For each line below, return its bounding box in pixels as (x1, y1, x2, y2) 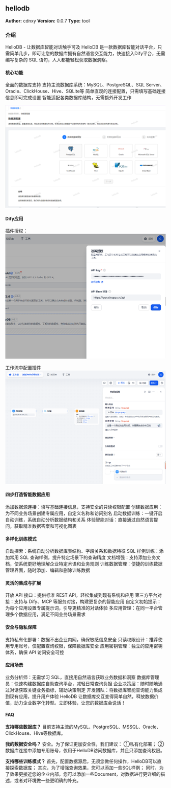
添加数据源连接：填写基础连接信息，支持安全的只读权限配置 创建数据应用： (5, 504, 163, 510)
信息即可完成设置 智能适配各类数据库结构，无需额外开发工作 (5, 95, 131, 101)
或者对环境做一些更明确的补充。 (14, 777, 81, 784)
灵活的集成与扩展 (5, 580, 41, 586)
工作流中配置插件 (5, 365, 41, 371)
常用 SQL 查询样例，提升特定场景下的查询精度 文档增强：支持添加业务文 (9, 554, 161, 560)
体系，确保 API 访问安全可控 (5, 649, 65, 655)
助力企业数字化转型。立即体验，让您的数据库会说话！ (14, 700, 126, 706)
